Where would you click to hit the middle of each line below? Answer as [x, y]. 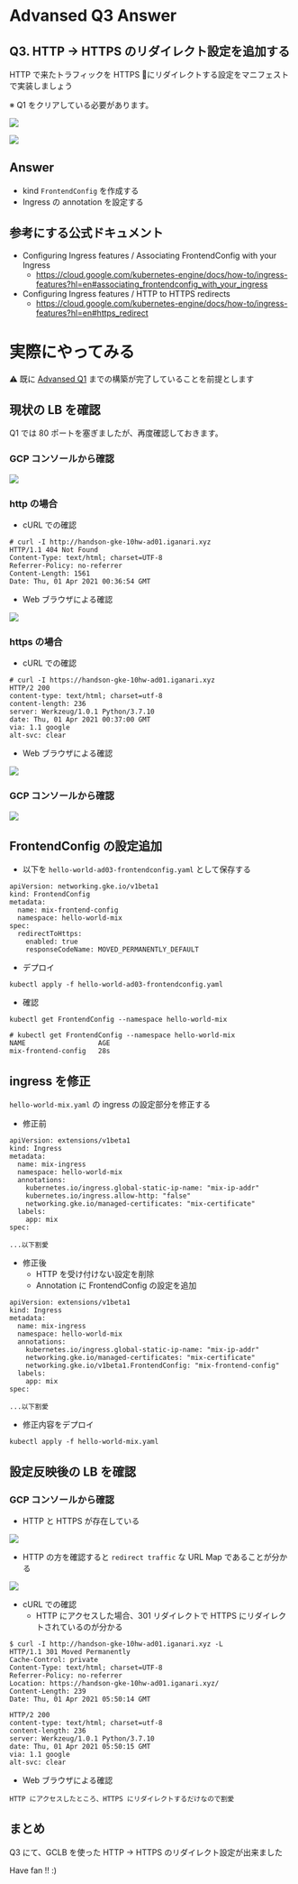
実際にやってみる [72, 352]
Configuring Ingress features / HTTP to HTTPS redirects [126, 293]
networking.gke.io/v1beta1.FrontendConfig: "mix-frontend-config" [153, 1366]
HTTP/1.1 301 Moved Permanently [70, 1651]
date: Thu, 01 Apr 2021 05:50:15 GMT [80, 1746]
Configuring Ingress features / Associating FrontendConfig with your [149, 255]
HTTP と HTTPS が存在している [81, 1521]
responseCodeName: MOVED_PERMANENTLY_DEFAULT [113, 950]
